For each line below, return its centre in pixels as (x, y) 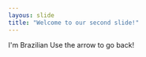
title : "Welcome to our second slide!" (74, 23)
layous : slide (32, 15)
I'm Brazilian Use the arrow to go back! (71, 45)
